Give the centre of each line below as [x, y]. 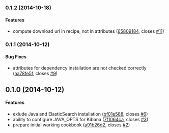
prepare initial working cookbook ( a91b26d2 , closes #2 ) [71, 125]
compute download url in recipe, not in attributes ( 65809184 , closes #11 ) [88, 31]
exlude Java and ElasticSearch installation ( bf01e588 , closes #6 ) [80, 114]
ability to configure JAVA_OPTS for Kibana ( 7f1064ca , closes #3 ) [80, 119]
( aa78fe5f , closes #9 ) [35, 74]
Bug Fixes [16, 57]
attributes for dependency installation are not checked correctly [79, 68]
